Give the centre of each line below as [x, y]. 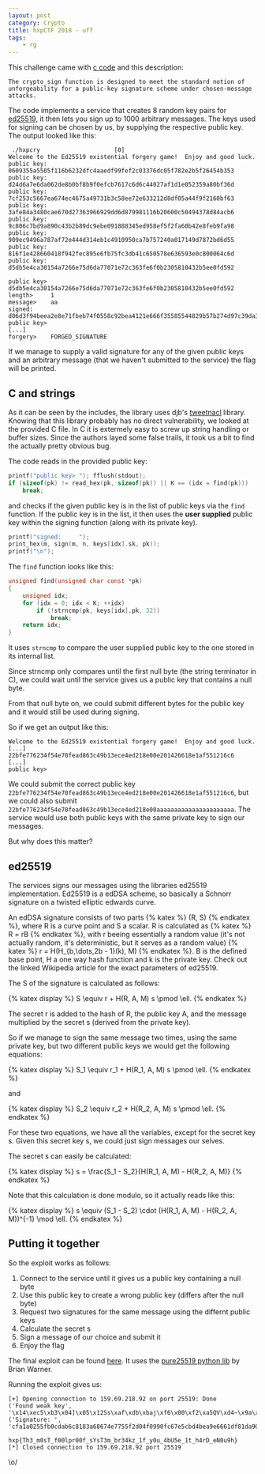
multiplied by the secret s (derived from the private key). [100, 1022]
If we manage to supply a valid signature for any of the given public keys [126, 352]
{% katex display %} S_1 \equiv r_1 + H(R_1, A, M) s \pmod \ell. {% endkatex [129, 1070]
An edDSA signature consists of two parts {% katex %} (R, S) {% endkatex [129, 917]
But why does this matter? [50, 841]
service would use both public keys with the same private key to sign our [127, 818]
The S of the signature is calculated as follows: [84, 983]
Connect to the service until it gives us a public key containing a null [130, 1278]
